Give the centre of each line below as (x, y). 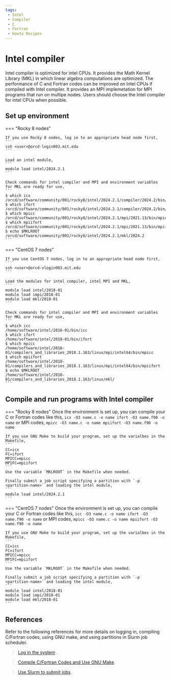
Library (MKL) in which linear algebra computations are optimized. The (79, 78)
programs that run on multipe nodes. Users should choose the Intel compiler (85, 94)
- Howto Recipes (25, 34)
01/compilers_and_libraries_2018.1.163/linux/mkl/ (60, 379)
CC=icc (12, 546)
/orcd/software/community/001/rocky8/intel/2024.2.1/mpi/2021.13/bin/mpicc (87, 218)
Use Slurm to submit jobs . (45, 672)
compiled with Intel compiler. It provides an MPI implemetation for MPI (79, 89)
